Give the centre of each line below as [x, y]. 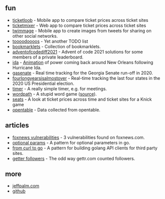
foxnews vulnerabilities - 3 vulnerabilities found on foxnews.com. [78, 137]
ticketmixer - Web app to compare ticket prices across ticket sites [79, 25]
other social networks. [35, 36]
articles [17, 125]
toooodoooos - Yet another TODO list [50, 41]
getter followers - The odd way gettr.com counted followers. [74, 158]
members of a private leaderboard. [48, 57]
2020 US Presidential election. [43, 83]
